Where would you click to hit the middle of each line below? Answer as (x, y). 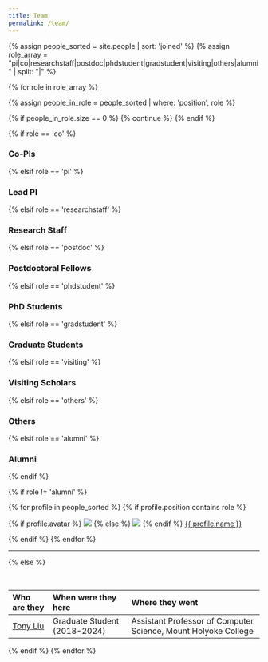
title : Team (28, 16)
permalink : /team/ (39, 23)
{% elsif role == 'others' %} (53, 400)
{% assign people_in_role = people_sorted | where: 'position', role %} (122, 102)
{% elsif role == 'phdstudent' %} (62, 285)
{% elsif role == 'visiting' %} (55, 362)
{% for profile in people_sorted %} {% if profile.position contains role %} (127, 508)
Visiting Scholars (42, 383)
